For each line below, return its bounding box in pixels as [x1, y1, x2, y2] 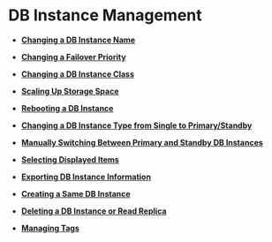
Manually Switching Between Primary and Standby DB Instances [20, 137, 264, 147]
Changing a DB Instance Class [20, 68, 134, 79]
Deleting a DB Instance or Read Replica [20, 205, 167, 216]
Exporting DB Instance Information [20, 171, 152, 182]
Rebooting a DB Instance [20, 102, 114, 113]
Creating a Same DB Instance [20, 188, 131, 199]
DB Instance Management [8, 5, 202, 26]
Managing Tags [20, 223, 80, 233]
